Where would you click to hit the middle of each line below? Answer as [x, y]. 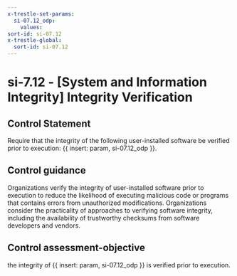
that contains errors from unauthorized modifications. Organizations [107, 203]
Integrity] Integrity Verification [100, 97]
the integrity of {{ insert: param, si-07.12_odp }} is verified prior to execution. [119, 265]
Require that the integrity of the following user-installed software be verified [118, 140]
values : [31, 27]
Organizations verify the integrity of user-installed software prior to [106, 187]
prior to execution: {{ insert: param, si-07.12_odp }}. [82, 148]
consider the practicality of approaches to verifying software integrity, [110, 210]
